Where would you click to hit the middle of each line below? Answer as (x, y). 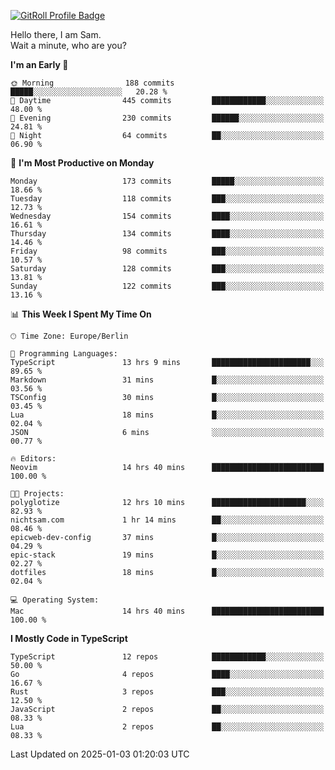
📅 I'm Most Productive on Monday (82, 163)
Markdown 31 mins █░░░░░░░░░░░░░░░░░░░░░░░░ (167, 380)
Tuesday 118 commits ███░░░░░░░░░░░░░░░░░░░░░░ (167, 199)
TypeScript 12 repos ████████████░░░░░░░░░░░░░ (167, 657)
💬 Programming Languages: (64, 354)
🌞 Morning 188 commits (92, 83)
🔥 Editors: (33, 459)
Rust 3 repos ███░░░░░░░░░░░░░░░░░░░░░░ (167, 692)
